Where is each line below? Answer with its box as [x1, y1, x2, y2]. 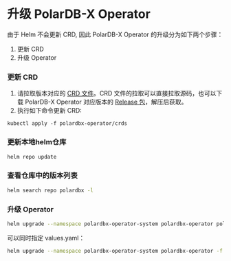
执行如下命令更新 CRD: [16, 106, 82, 115]
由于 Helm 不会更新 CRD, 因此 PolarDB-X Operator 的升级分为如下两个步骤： [7, 30, 223, 38]
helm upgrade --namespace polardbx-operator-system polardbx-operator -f [7, 247, 223, 254]
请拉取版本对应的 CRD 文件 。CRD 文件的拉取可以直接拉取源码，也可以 [16, 89, 217, 98]
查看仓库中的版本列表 [7, 171, 78, 181]
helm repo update [7, 153, 57, 160]
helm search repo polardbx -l [7, 187, 94, 194]
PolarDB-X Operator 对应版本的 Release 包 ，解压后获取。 [25, 98, 188, 106]
